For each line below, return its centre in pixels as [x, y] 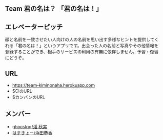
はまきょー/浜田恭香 [32, 133]
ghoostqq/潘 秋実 [30, 126]
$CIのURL [22, 91]
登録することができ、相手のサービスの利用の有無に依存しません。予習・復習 [82, 52]
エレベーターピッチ [34, 27]
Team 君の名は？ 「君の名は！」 [54, 9]
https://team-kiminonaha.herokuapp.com [53, 85]
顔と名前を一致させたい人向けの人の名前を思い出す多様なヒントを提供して [80, 40]
